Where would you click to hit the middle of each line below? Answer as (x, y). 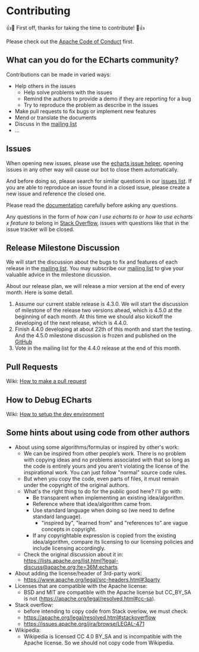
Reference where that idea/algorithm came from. (92, 504)
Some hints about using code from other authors (98, 433)
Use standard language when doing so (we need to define (104, 510)
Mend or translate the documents (56, 118)
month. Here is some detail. (40, 293)
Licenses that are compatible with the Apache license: (81, 585)
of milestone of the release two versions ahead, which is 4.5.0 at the (98, 311)
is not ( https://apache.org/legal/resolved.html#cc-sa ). (89, 599)
